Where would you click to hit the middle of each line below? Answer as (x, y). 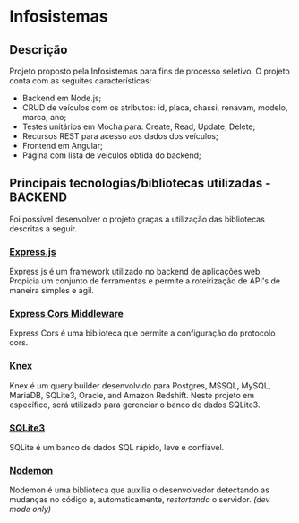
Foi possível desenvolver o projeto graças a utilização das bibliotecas (137, 219)
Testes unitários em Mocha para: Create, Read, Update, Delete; (139, 126)
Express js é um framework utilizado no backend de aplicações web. (136, 272)
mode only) (30, 510)
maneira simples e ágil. (51, 291)
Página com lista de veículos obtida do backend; (111, 155)
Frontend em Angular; (62, 146)
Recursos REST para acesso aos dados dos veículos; (120, 136)
